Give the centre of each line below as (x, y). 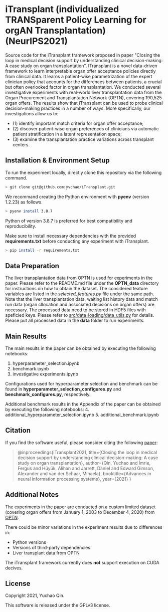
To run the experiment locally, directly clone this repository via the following (83, 172)
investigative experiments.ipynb (45, 374)
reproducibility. (21, 226)
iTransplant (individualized (62, 9)
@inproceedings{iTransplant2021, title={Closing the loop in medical (87, 452)
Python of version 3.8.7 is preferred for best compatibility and (69, 221)
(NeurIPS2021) (36, 41)
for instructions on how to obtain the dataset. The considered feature (76, 289)
